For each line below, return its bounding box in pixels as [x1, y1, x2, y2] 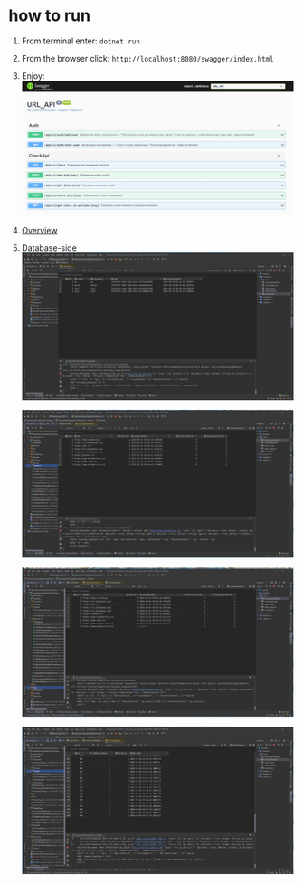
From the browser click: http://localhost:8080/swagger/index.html [21, 52, 275, 63]
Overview [21, 224, 58, 235]
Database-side [21, 242, 78, 253]
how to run [8, 5, 91, 26]
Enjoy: [21, 70, 45, 81]
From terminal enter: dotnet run [21, 35, 141, 46]
